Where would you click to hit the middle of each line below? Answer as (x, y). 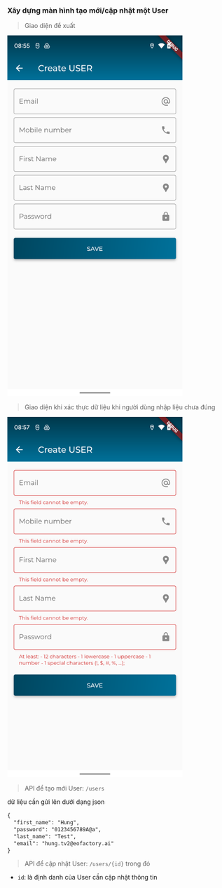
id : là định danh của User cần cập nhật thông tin (87, 877)
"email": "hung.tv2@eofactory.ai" (64, 844)
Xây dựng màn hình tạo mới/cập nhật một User (88, 11)
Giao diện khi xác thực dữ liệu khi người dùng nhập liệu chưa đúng (120, 407)
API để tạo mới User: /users (64, 788)
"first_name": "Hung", (47, 823)
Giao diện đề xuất (50, 26)
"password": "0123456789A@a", (57, 830)
